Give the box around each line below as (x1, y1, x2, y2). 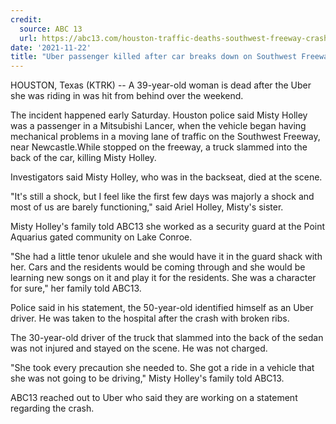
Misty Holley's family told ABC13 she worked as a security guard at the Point (10, 221, 326, 233)
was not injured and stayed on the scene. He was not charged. (10, 342, 268, 355)
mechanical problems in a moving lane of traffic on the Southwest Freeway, (10, 131, 321, 143)
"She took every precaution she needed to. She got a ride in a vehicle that (10, 362, 315, 374)
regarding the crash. (10, 402, 95, 415)
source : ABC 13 (19, 24, 83, 34)
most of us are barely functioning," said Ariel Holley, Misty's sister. (10, 201, 284, 213)
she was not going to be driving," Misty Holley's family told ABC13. (10, 372, 285, 385)
